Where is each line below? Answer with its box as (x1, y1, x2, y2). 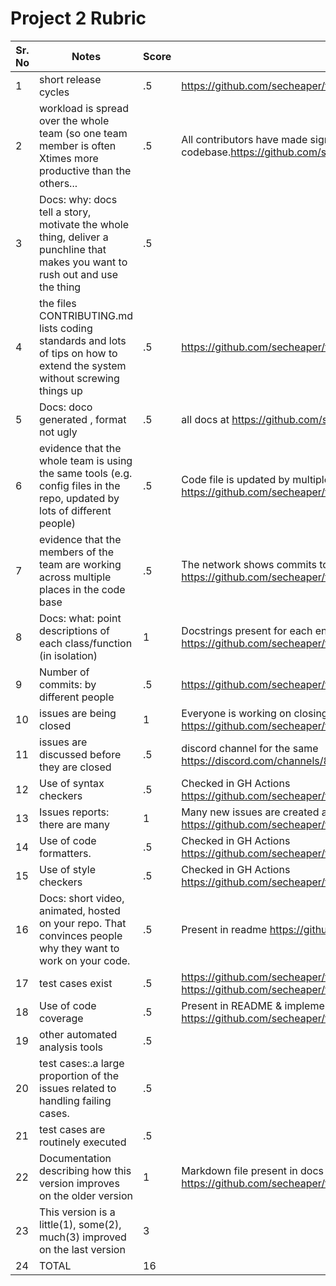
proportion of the (39, 1068, 120, 1082)
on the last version (39, 1242, 126, 1256)
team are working (39, 557, 122, 571)
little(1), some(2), (39, 1217, 122, 1231)
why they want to (39, 941, 120, 955)
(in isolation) (39, 648, 98, 662)
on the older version (39, 1188, 133, 1202)
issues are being (39, 706, 117, 720)
